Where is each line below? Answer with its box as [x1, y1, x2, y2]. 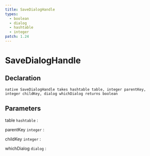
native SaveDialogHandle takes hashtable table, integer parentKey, [5, 87, 146, 92]
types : [5, 12, 18, 16]
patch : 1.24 [5, 34, 29, 39]
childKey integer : [5, 136, 41, 142]
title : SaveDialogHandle [5, 7, 55, 12]
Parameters [5, 105, 41, 113]
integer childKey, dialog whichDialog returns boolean [5, 91, 118, 96]
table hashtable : [5, 117, 38, 123]
